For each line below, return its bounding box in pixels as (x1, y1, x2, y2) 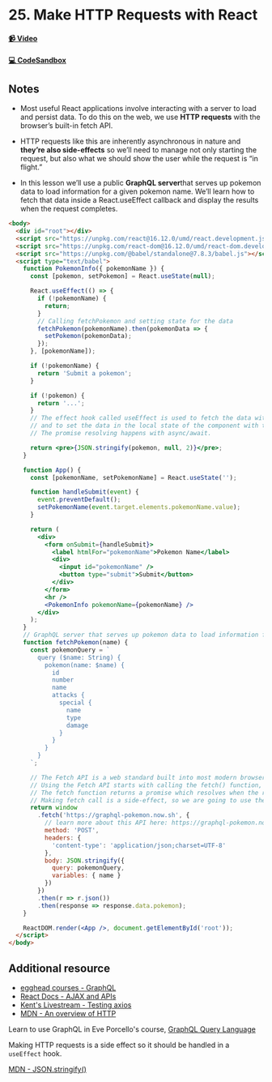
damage (66, 721, 89, 729)
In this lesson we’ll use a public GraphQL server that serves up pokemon (19, 178, 261, 188)
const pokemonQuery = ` (29, 646, 111, 654)
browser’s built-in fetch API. (19, 121, 113, 130)
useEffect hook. (8, 1049, 62, 1058)
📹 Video (8, 33, 38, 43)
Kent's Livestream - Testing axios (19, 1000, 132, 1010)
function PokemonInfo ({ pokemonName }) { (23, 265, 164, 273)
